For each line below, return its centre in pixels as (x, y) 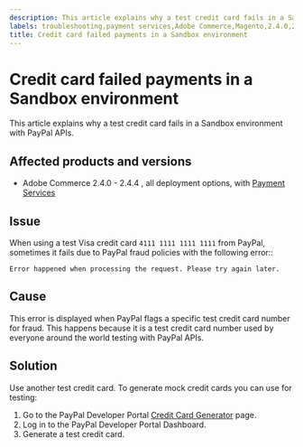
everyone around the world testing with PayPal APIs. (107, 337)
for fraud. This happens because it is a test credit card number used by (142, 328)
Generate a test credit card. (73, 433)
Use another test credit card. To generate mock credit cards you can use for (151, 387)
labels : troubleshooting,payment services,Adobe (102, 26)
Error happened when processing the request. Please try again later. (145, 269)
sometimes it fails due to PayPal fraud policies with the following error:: (141, 252)
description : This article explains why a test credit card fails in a (147, 18)
